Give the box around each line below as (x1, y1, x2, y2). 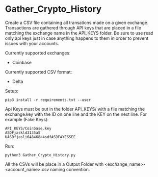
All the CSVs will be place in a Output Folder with (5, 161, 104, 167)
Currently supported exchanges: (5, 50, 71, 56)
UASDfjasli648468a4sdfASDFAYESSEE (5, 134, 76, 139)
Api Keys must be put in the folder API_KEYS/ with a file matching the (5, 106, 145, 112)
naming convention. (50, 166, 90, 172)
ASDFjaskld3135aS (5, 130, 41, 135)
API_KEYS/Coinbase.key (5, 126, 52, 131)
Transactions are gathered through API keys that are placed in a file (5, 25, 141, 30)
